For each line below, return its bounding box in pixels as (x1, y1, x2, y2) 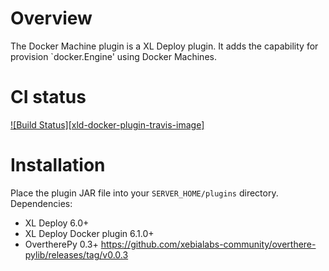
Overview (10, 7, 93, 30)
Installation (10, 154, 106, 177)
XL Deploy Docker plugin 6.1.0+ (24, 227, 155, 239)
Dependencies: (10, 197, 73, 209)
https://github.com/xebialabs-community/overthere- (100, 238, 317, 250)
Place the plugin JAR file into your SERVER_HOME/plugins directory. (10, 187, 279, 199)
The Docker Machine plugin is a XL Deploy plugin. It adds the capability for (10, 40, 319, 52)
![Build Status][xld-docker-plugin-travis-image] (10, 118, 205, 131)
